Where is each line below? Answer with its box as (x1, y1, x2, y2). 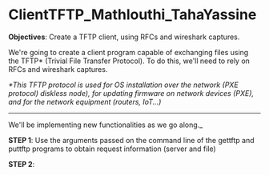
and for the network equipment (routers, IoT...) (8, 97, 162, 106)
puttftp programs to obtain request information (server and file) (8, 144, 216, 153)
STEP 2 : (8, 159, 35, 169)
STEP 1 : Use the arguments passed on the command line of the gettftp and (8, 135, 255, 145)
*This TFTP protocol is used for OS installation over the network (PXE (8, 80, 239, 89)
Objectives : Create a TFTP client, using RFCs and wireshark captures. (8, 32, 240, 42)
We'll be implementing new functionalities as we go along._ (8, 120, 203, 129)
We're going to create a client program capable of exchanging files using (8, 47, 249, 57)
